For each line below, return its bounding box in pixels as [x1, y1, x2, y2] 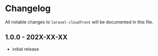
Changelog [5, 3, 51, 14]
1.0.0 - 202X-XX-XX [5, 33, 68, 41]
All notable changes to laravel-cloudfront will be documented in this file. [5, 19, 154, 25]
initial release [12, 46, 39, 52]
